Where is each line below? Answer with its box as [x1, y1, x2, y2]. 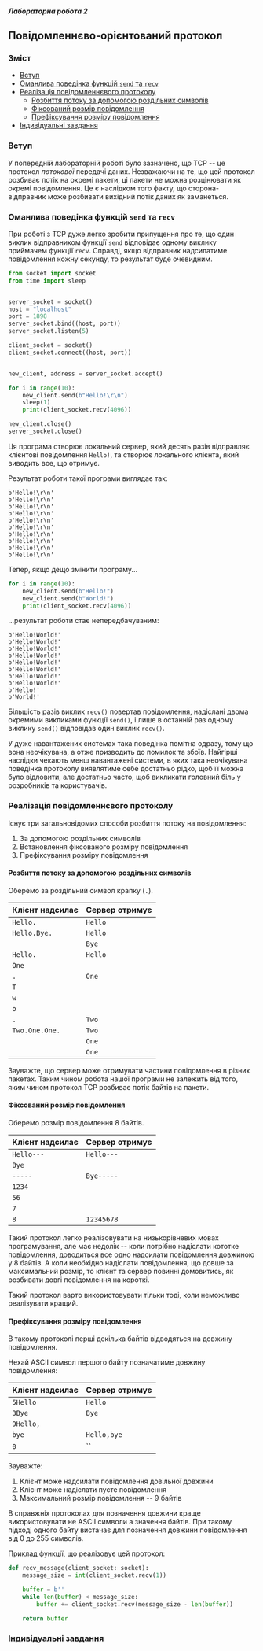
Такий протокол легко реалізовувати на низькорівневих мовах [8, 1233, 220, 1243]
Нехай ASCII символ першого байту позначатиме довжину [8, 1357, 206, 1367]
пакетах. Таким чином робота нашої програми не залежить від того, [8, 1074, 239, 1084]
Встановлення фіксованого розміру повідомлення [19, 842, 188, 851]
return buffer [22, 1614, 68, 1623]
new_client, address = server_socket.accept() [8, 370, 163, 378]
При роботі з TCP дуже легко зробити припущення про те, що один [8, 229, 235, 238]
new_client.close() [8, 420, 72, 428]
